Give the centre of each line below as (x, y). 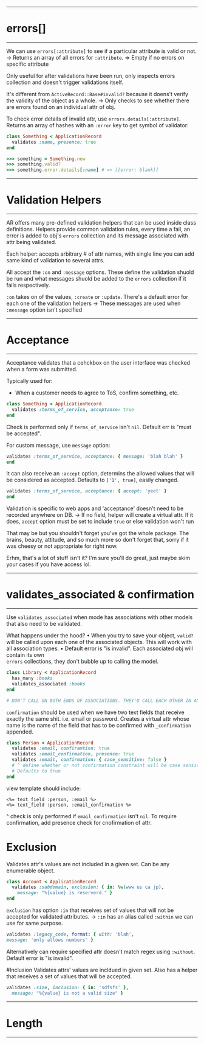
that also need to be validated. (44, 624)
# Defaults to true (36, 771)
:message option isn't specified (44, 310)
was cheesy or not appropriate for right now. (62, 546)
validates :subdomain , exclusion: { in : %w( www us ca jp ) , (88, 887)
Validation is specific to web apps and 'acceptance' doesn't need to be (95, 508)
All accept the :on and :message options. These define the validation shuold (100, 272)
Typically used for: (29, 381)
